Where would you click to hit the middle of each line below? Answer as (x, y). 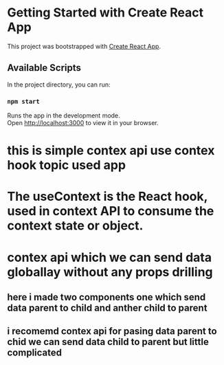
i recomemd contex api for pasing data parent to (112, 331)
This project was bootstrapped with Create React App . (84, 46)
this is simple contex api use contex (111, 151)
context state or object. (75, 226)
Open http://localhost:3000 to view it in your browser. (83, 123)
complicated (35, 353)
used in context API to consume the (111, 211)
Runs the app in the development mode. (64, 115)
